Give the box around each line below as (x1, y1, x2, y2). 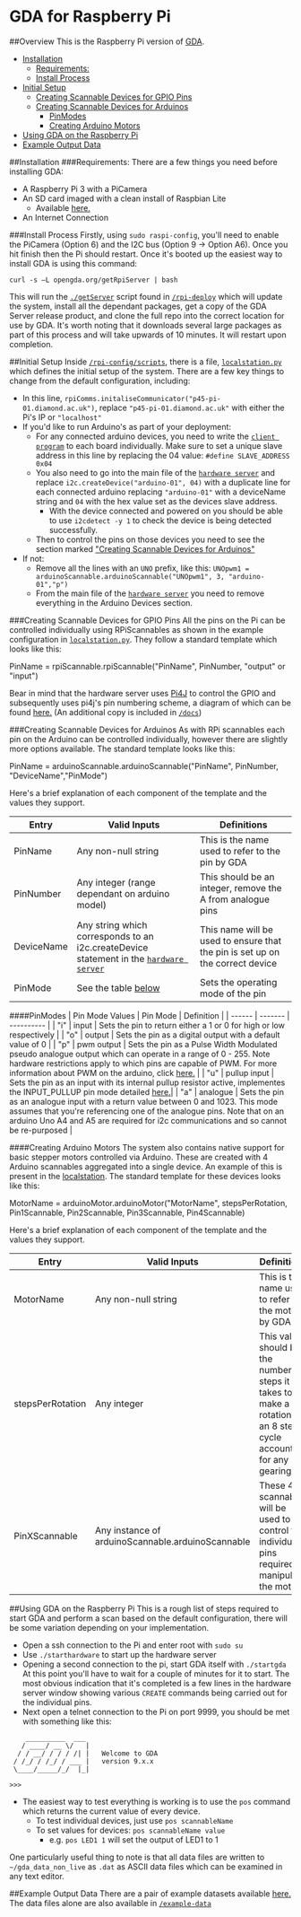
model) (76, 898, 107, 911)
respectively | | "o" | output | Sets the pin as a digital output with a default (9, 1029, 280, 1040)
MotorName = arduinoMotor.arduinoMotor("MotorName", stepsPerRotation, (9, 1197, 288, 1208)
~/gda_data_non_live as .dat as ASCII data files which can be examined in (9, 1860, 283, 1872)
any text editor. (9, 1870, 64, 1881)
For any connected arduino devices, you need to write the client (35, 431, 276, 442)
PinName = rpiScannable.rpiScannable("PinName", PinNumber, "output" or (9, 661, 286, 671)
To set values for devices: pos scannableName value (35, 1825, 226, 1835)
